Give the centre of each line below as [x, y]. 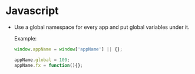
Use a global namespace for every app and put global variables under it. [102, 27]
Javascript [32, 11]
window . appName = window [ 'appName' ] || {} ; [68, 49]
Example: [25, 38]
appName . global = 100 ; [42, 60]
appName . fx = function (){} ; [49, 65]
